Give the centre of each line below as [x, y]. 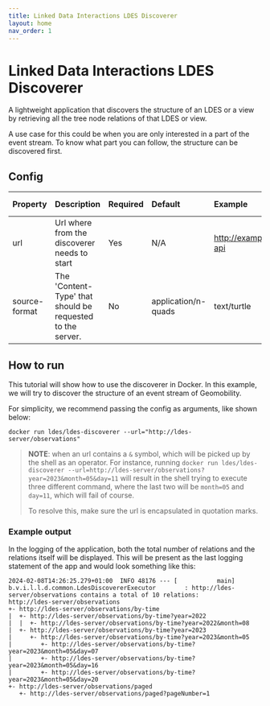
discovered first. [35, 151]
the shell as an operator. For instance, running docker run [123, 462]
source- [28, 301]
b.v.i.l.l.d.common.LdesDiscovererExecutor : [98, 588]
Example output [40, 531]
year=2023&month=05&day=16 [53, 666]
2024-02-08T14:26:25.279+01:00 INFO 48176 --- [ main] [122, 581]
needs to [72, 253]
